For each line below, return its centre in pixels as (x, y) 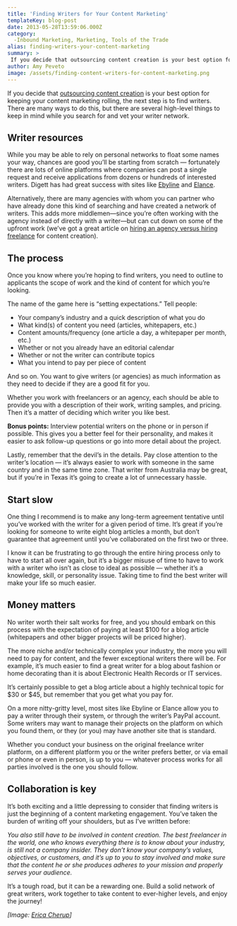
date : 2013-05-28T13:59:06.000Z (55, 27)
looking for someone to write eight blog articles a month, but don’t (103, 531)
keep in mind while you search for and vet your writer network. (98, 115)
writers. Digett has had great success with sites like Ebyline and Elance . (111, 185)
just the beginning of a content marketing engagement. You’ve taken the (113, 814)
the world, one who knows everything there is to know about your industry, (116, 842)
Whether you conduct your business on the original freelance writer (106, 744)
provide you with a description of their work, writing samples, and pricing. (115, 405)
